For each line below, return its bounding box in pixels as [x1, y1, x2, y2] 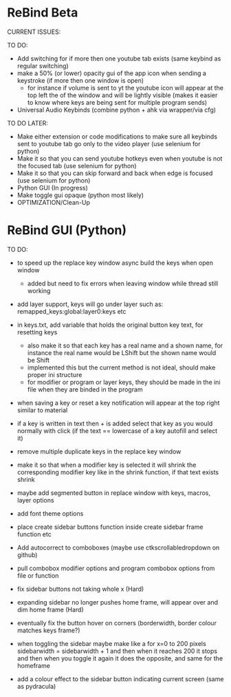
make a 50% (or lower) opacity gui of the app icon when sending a [16, 69, 206, 77]
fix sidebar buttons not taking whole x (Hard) [16, 585, 144, 593]
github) [16, 550, 38, 559]
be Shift [27, 356, 50, 364]
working [27, 286, 51, 294]
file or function [16, 571, 59, 580]
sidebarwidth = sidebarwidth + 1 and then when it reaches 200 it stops [16, 647, 218, 655]
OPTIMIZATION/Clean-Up [16, 198, 91, 206]
